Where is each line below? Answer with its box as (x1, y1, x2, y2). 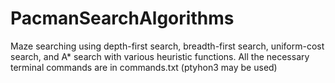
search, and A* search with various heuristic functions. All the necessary (10, 50, 310, 62)
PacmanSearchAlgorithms (10, 7, 235, 30)
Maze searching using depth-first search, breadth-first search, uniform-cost (10, 40, 325, 52)
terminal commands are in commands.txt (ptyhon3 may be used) (10, 61, 278, 73)
